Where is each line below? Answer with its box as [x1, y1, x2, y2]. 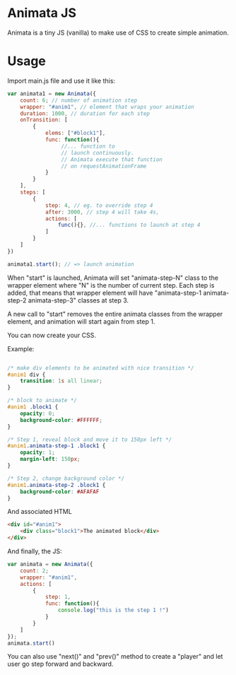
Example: [7, 344, 35, 353]
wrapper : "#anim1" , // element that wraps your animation [20, 103, 194, 110]
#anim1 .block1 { [7, 404, 59, 411]
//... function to [61, 143, 115, 150]
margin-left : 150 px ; [20, 456, 81, 463]
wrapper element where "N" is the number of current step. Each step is [7, 281, 215, 289]
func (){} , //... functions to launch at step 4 [57, 221, 201, 229]
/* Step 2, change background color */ [7, 475, 125, 482]
